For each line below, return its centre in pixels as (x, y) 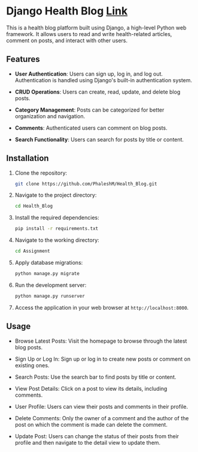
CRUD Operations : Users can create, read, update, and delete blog (98, 92)
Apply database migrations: (49, 263)
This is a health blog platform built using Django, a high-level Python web (96, 28)
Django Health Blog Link (67, 11)
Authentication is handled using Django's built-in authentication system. (103, 80)
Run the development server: (51, 285)
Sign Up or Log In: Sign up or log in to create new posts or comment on (103, 359)
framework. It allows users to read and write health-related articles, (89, 34)
